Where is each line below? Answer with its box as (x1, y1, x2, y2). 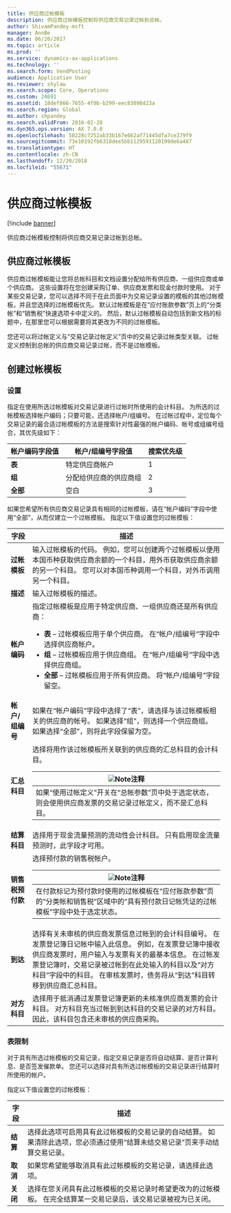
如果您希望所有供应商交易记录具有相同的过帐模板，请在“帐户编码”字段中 (7, 504, 212, 513)
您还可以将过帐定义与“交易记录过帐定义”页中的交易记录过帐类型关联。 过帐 (7, 332, 219, 341)
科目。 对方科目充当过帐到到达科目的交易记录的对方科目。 (32, 1004, 220, 1014)
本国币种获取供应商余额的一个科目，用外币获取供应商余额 (32, 555, 219, 565)
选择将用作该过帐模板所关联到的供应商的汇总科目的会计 (32, 745, 212, 755)
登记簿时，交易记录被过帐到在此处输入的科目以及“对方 (38, 960, 214, 970)
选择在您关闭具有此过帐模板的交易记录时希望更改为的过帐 (27, 1184, 213, 1194)
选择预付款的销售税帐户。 (32, 854, 115, 864)
